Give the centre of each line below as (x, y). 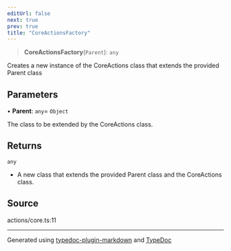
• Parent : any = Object (38, 111)
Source (23, 204)
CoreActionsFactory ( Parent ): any (71, 52)
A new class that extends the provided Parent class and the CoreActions (119, 174)
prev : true (23, 26)
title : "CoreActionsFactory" (49, 33)
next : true (23, 20)
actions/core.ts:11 (32, 220)
